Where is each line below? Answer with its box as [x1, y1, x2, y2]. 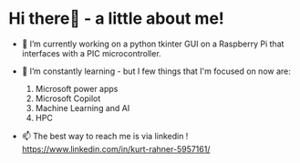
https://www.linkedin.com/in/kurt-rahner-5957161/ [21, 143, 211, 154]
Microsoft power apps [35, 83, 119, 94]
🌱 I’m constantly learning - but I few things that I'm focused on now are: [21, 66, 291, 76]
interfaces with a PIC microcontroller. [21, 47, 161, 58]
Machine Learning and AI [35, 102, 130, 113]
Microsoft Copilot [35, 93, 101, 104]
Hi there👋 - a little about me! [8, 8, 225, 29]
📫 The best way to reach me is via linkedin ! [21, 130, 189, 141]
